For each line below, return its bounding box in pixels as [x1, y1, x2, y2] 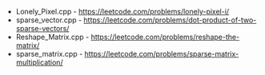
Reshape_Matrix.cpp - [15, 32, 90, 41]
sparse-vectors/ [15, 24, 70, 33]
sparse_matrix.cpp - [15, 49, 83, 58]
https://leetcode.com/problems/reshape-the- [90, 32, 240, 41]
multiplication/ [15, 57, 63, 67]
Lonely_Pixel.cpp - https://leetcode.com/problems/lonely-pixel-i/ [15, 7, 230, 16]
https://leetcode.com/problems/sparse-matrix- [84, 49, 239, 58]
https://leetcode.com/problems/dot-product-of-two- [83, 15, 257, 25]
